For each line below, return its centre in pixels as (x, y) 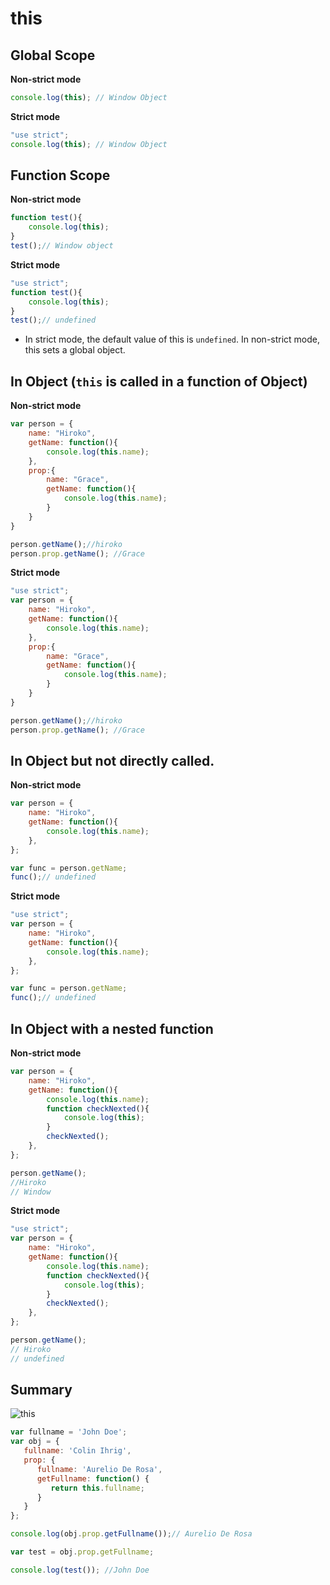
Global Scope (53, 55)
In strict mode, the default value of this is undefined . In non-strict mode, (172, 339)
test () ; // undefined (53, 320)
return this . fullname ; (97, 1488)
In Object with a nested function (112, 1028)
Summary (41, 1390)
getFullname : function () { (93, 1478)
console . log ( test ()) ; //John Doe (80, 1570)
